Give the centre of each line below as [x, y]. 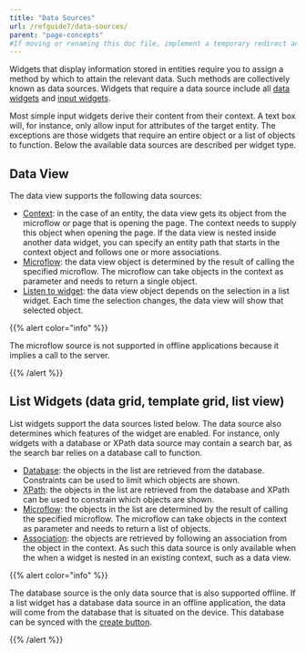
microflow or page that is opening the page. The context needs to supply [159, 223]
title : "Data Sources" [52, 18]
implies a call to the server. [60, 356]
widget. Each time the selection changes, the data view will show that [153, 301]
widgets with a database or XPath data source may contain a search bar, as [151, 442]
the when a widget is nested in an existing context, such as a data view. [157, 557]
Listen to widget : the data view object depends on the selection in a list [156, 291]
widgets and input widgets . [60, 98]
